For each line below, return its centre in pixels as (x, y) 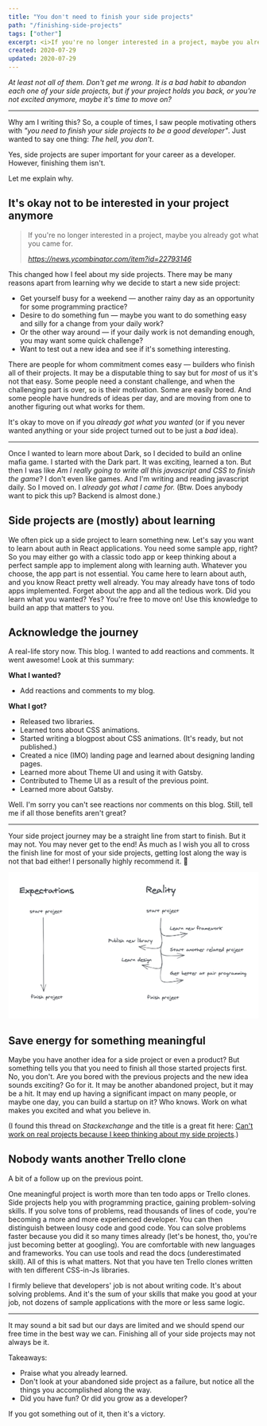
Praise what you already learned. (74, 1373)
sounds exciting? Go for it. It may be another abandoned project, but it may (131, 1085)
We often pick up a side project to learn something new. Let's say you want (131, 540)
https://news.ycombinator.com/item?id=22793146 (110, 259)
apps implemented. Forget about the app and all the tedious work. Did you (130, 590)
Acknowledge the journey (74, 633)
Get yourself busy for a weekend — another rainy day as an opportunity (137, 298)
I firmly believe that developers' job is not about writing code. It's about (125, 1285)
